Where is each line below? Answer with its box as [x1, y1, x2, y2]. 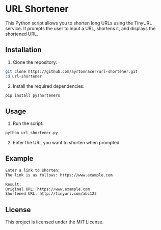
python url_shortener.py [5, 131, 58, 136]
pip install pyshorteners [5, 93, 60, 98]
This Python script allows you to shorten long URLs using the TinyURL [5, 20, 152, 26]
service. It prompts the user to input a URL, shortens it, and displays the [5, 25, 156, 31]
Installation [5, 45, 42, 54]
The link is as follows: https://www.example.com [5, 172, 113, 177]
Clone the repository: [12, 59, 58, 65]
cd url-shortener [5, 73, 42, 79]
